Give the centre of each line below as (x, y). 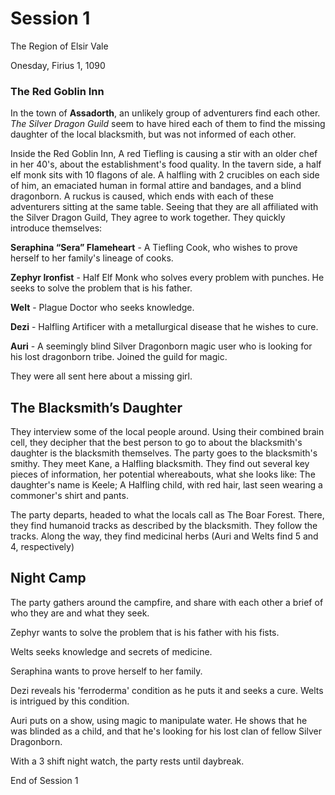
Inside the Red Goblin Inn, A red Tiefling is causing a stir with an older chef (164, 154)
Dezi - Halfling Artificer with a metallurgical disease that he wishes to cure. (164, 327)
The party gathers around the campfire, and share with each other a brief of (167, 602)
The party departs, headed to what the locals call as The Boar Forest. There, (167, 515)
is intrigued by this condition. (70, 701)
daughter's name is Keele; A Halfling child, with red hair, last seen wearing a (166, 485)
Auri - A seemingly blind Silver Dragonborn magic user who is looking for (161, 346)
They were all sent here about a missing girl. (101, 376)
